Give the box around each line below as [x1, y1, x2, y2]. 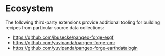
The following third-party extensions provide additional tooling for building [5, 19, 160, 25]
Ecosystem [5, 3, 54, 14]
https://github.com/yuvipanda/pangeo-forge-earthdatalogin [12, 45, 138, 51]
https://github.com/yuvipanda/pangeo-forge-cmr [12, 39, 115, 45]
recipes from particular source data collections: [5, 24, 104, 30]
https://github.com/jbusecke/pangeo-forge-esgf [12, 34, 114, 40]
